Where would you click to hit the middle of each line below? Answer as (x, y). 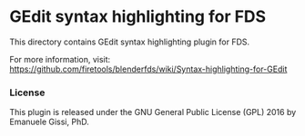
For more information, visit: (60, 59)
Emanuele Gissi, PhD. (49, 122)
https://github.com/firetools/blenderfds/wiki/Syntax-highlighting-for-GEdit (148, 69)
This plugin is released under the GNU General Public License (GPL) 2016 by (153, 112)
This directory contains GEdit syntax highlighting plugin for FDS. (130, 42)
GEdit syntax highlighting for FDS (138, 17)
